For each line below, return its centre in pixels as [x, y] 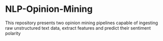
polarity [13, 33]
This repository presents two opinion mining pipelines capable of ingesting [81, 23]
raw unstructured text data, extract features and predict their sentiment [78, 28]
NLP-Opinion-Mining [49, 9]
